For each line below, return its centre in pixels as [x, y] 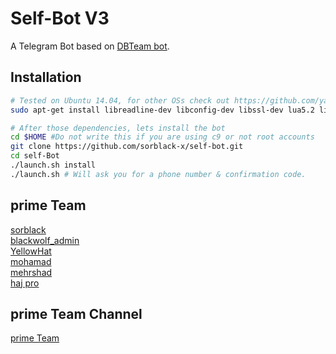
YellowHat [31, 251]
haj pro [25, 283]
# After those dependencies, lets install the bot [118, 128]
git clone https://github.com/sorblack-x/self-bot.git [127, 147]
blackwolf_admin [45, 240]
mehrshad [31, 272]
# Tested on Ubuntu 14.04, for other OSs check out [120, 100]
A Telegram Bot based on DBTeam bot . [90, 46]
